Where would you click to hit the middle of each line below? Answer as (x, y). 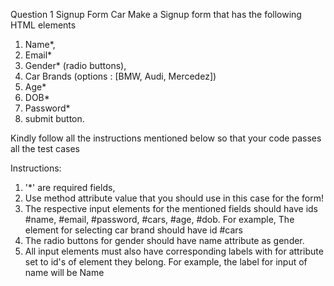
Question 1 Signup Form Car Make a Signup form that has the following (156, 14)
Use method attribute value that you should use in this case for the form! (174, 198)
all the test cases (45, 148)
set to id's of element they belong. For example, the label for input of (166, 262)
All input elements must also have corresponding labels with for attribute (174, 251)
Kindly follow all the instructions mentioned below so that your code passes (166, 138)
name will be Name (64, 272)
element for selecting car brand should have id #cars (133, 230)
